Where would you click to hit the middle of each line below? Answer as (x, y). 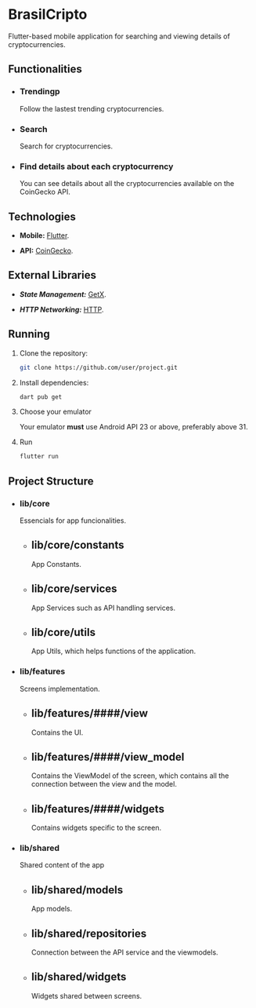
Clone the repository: (54, 353)
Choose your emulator (56, 412)
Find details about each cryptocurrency (96, 166)
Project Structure (51, 481)
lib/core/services (74, 589)
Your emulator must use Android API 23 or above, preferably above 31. (133, 427)
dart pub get (41, 397)
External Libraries (52, 275)
